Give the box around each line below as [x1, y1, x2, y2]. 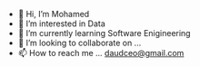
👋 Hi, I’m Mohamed [17, 9, 90, 19]
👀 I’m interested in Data [17, 18, 106, 29]
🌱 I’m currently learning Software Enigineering [17, 28, 191, 38]
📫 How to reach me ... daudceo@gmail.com [17, 48, 185, 58]
